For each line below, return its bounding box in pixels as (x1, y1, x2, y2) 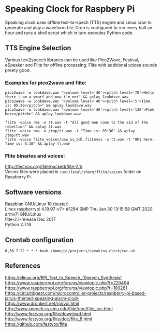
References (5, 262, 41, 270)
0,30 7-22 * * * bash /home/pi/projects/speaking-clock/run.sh (5, 248, 135, 253)
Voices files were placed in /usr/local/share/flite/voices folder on (5, 169, 142, 175)
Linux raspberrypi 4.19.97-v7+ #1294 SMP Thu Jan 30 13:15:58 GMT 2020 (5, 206, 153, 212)
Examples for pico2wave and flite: (5, 79, 87, 86)
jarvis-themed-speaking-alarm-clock (5, 295, 79, 301)
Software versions (5, 188, 62, 196)
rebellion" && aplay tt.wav (5, 124, 62, 129)
